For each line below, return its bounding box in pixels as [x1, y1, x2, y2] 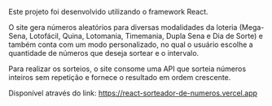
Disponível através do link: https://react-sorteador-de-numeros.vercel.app [8, 88, 258, 98]
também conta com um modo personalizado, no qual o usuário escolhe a [8, 40, 254, 49]
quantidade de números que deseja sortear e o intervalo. [8, 49, 200, 57]
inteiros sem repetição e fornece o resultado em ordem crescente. [8, 73, 231, 82]
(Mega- [239, 23, 265, 32]
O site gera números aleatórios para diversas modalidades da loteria [8, 23, 238, 32]
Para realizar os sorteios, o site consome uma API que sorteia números [8, 64, 247, 74]
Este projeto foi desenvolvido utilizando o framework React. [8, 7, 209, 16]
